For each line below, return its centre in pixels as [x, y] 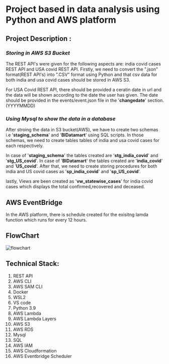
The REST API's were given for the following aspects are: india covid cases [83, 63]
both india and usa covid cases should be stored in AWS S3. [68, 80]
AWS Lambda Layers [35, 319]
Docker [21, 292]
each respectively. [25, 146]
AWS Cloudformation [35, 350]
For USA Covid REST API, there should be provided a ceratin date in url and [84, 90]
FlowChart [22, 236]
